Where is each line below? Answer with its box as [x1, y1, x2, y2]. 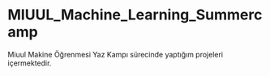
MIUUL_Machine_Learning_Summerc [7, 6, 263, 24]
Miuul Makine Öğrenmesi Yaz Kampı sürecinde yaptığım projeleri [7, 49, 224, 59]
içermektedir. [7, 58, 52, 68]
